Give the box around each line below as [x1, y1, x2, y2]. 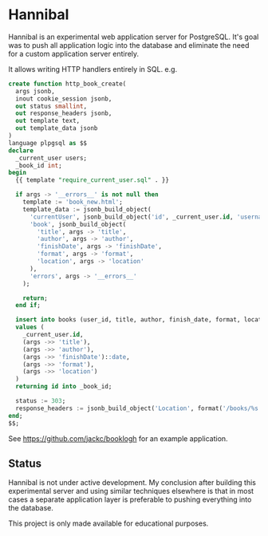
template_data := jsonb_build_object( [22, 205, 152, 213]
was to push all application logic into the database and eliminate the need [8, 40, 250, 49]
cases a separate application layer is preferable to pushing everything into [8, 495, 252, 504]
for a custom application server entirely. [8, 49, 140, 58]
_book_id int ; [15, 161, 62, 169]
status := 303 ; [15, 397, 66, 405]
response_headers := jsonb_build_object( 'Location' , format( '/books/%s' [15, 404, 262, 412]
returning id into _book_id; [15, 383, 112, 391]
